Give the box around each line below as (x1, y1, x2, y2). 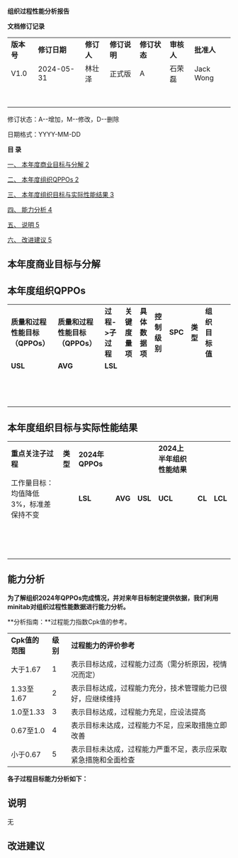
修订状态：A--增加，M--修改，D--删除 (7, 115, 120, 123)
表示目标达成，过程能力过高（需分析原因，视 (70, 659, 220, 669)
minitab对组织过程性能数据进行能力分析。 (7, 602, 130, 611)
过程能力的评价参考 (70, 640, 135, 650)
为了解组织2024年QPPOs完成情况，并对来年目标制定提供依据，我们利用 (7, 594, 218, 602)
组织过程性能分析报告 (7, 7, 69, 15)
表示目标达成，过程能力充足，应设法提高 (70, 707, 206, 717)
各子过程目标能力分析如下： (7, 774, 89, 783)
